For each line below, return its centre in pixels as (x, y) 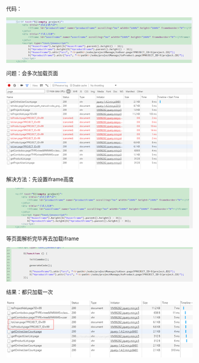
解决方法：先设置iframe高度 (40, 179)
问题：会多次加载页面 (32, 73)
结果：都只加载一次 (30, 292)
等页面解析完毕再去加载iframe (43, 238)
